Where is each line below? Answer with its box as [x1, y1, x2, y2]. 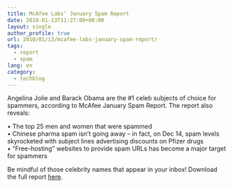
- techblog [13, 75, 45, 82]
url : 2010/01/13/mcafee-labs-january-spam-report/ [7, 36, 158, 43]
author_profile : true [7, 29, 70, 37]
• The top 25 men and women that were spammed [7, 123, 152, 131]
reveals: [7, 109, 30, 117]
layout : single [7, 23, 52, 30]
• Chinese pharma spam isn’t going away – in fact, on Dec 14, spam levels [7, 130, 220, 138]
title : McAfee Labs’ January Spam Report [7, 10, 130, 17]
